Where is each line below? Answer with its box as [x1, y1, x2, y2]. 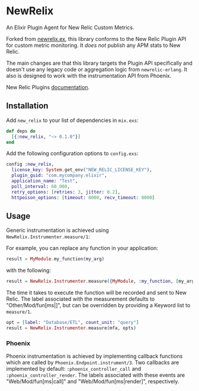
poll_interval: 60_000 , [11, 183, 70, 190]
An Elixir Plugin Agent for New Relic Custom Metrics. [6, 24, 134, 31]
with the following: [6, 267, 52, 274]
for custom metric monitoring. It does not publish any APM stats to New [6, 42, 181, 49]
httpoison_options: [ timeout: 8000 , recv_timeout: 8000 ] [11, 194, 155, 200]
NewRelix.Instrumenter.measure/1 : [6, 233, 90, 240]
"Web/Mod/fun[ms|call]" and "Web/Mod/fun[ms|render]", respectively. [6, 378, 179, 385]
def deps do [6, 128, 36, 134]
